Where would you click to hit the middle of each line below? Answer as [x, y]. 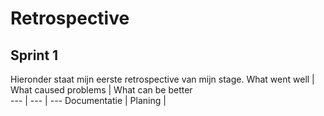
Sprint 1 [34, 55]
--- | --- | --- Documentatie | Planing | [88, 100]
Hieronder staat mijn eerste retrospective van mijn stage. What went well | [162, 79]
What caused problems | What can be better [101, 90]
